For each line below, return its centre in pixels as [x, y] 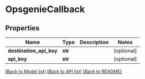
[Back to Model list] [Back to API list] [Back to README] [64, 71]
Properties [22, 28]
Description [94, 42]
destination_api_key [33, 51]
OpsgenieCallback [45, 9]
